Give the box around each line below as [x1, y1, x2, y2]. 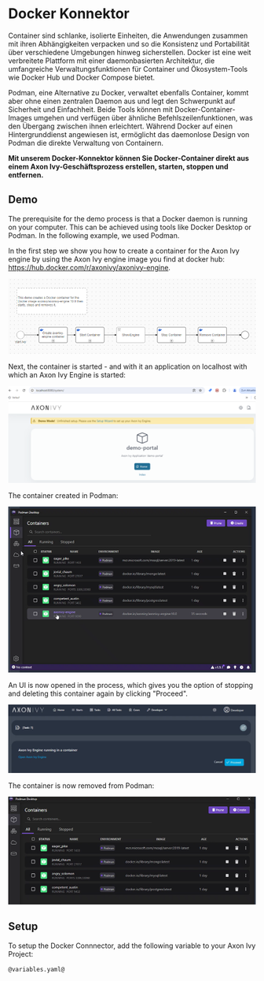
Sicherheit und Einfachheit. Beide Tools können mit [8, 104, 174, 114]
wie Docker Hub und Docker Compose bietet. [8, 72, 156, 82]
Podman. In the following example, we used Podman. [8, 230, 180, 240]
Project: [8, 949, 34, 958]
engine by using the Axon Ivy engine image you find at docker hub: [8, 254, 225, 264]
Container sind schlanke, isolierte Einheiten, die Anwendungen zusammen [8, 31, 248, 40]
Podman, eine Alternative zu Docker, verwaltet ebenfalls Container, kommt [8, 87, 249, 97]
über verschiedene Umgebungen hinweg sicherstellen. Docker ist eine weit [8, 47, 251, 57]
